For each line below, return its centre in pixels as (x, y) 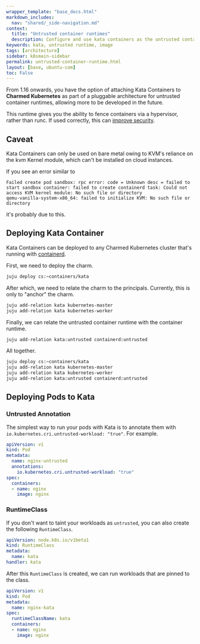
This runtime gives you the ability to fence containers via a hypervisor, (92, 114)
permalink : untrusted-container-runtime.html (63, 62)
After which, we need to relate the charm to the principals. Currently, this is (98, 288)
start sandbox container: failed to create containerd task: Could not (97, 188)
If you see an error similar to (41, 171)
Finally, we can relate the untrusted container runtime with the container (94, 322)
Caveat (20, 139)
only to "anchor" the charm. (40, 294)
